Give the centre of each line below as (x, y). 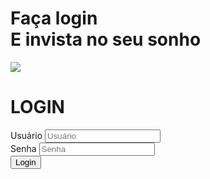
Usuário (26, 135)
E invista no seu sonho (106, 39)
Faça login (54, 18)
